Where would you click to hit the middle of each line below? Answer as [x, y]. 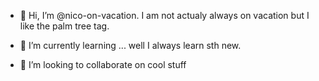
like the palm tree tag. [64, 26]
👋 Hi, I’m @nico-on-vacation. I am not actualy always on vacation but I [164, 15]
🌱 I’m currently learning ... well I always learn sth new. [130, 45]
